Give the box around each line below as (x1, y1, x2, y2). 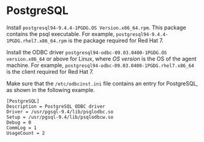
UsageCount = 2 (6, 130, 45, 136)
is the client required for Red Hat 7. (6, 68, 94, 75)
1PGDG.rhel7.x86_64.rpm (6, 38, 67, 44)
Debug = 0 (6, 119, 32, 126)
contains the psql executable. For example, (6, 30, 115, 37)
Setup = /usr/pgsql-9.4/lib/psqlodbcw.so (6, 114, 114, 120)
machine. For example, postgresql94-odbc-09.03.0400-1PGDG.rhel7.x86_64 (6, 62, 194, 69)
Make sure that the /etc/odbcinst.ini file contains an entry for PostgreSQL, (6, 80, 198, 87)
